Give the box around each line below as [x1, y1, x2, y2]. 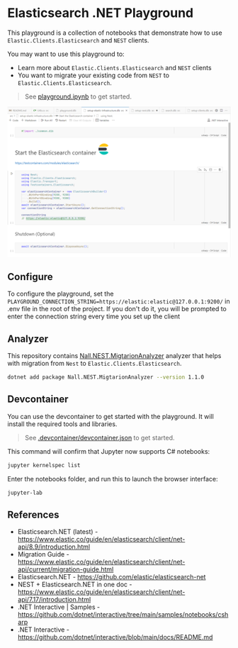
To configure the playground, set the [7, 289, 114, 298]
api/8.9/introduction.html [17, 542, 91, 551]
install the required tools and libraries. [7, 420, 118, 428]
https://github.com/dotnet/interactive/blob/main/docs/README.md [17, 633, 213, 642]
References [7, 509, 59, 520]
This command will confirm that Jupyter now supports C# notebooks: [7, 447, 210, 455]
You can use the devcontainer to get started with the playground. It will [7, 412, 214, 420]
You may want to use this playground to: [7, 50, 125, 58]
